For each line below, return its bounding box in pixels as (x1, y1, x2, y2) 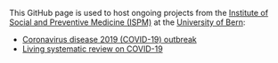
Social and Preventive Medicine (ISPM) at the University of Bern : (9, 17, 246, 28)
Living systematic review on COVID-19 (21, 43, 163, 54)
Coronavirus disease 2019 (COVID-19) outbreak (21, 35, 198, 44)
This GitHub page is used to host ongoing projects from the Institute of (9, 8, 269, 18)
